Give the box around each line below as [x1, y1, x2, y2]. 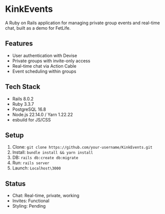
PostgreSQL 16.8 [12, 106, 46, 112]
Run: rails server [12, 160, 50, 166]
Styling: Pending [12, 203, 46, 209]
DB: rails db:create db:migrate [12, 155, 79, 161]
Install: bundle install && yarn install [12, 149, 94, 155]
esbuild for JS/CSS [12, 117, 51, 123]
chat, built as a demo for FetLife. [5, 25, 71, 31]
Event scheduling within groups [12, 68, 76, 74]
